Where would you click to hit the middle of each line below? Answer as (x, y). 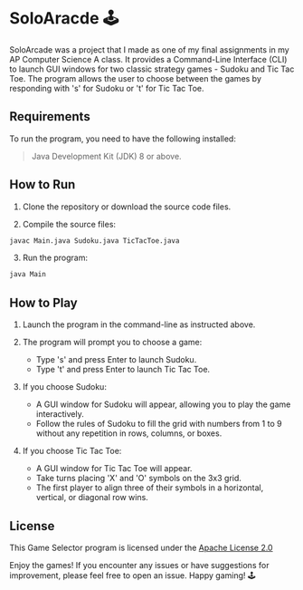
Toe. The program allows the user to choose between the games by (136, 78)
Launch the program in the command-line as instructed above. (139, 324)
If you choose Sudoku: (64, 387)
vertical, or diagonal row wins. (92, 498)
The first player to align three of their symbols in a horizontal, (150, 488)
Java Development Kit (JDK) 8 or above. (107, 156)
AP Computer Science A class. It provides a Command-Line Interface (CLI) (148, 59)
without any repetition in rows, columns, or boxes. (129, 433)
